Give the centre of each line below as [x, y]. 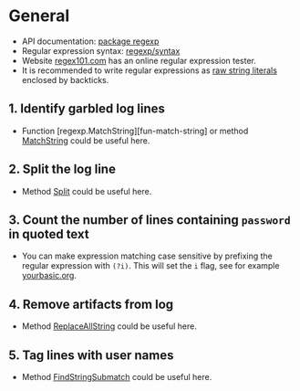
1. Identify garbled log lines [87, 109]
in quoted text [49, 234]
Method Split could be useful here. [87, 191]
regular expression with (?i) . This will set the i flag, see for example [150, 266]
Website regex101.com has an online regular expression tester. [139, 60]
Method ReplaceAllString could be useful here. [109, 326]
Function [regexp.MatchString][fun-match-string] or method [135, 131]
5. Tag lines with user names [91, 355]
